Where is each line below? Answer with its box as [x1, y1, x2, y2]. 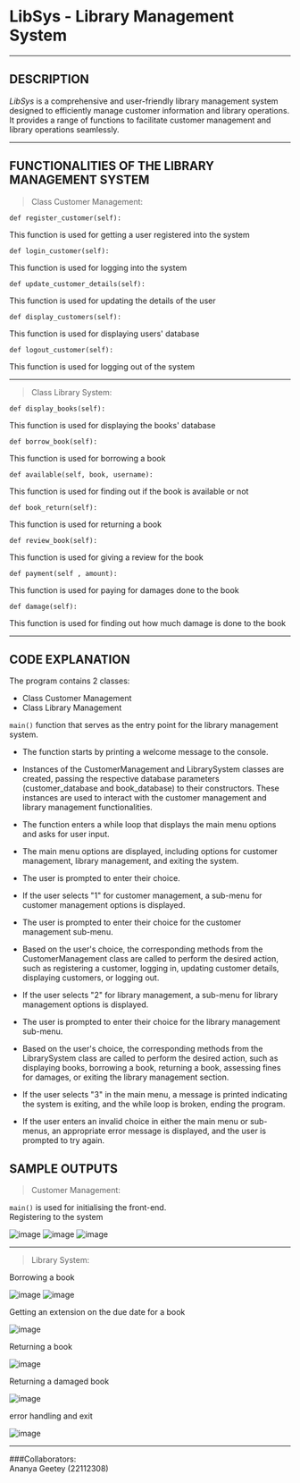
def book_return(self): [9, 503, 98, 512]
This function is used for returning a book [9, 519, 162, 530]
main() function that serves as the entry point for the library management [9, 720, 279, 731]
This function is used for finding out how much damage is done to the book [9, 617, 287, 628]
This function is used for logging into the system [9, 262, 187, 273]
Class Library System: [30, 386, 112, 397]
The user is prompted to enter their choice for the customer [21, 917, 242, 928]
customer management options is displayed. [21, 900, 186, 911]
